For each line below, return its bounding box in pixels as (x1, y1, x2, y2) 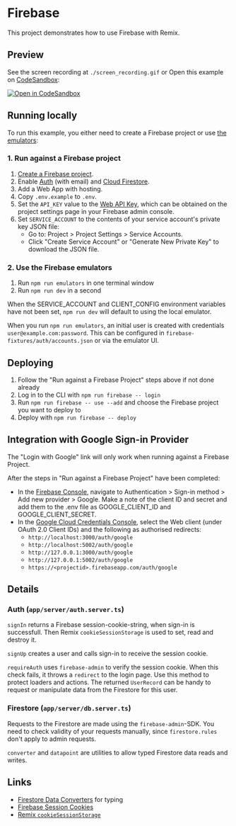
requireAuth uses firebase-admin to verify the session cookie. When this (7, 663, 219, 672)
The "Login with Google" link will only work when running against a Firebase (7, 452, 230, 461)
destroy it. (7, 635, 37, 644)
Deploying (7, 356, 54, 369)
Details (7, 583, 39, 596)
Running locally (7, 110, 78, 122)
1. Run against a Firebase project (7, 154, 122, 164)
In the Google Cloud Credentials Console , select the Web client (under (17, 517, 223, 526)
